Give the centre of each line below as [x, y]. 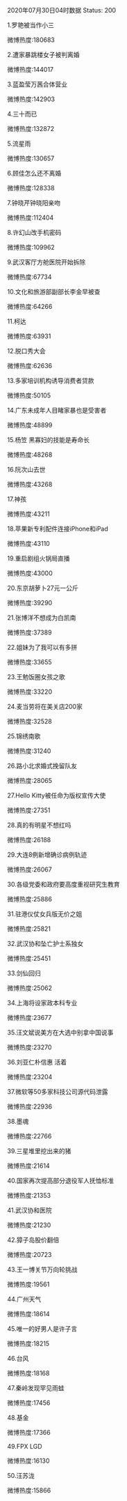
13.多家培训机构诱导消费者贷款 [51, 381]
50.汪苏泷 [21, 1476]
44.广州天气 [24, 1299]
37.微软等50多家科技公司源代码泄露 [58, 1092]
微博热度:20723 [29, 1255]
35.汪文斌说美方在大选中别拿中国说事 [60, 1033]
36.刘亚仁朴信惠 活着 [37, 1062]
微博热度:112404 [31, 218]
